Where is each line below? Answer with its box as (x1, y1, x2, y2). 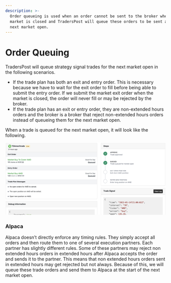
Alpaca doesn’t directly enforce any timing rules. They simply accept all (5, 235, 155, 241)
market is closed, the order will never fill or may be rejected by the (12, 95, 152, 101)
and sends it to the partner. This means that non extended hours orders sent (5, 256, 165, 262)
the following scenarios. (5, 69, 55, 75)
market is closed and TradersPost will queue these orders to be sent (10, 19, 163, 24)
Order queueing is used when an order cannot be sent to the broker (10, 13, 158, 19)
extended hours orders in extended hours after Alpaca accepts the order (5, 250, 158, 257)
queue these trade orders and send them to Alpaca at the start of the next (5, 267, 160, 273)
